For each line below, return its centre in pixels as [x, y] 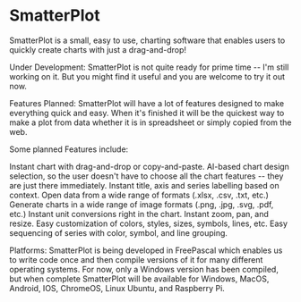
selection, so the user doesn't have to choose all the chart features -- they [146, 176]
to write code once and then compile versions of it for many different [136, 259]
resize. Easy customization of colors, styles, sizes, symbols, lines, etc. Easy [149, 223]
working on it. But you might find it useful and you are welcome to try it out [147, 76]
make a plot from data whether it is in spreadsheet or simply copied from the [150, 122]
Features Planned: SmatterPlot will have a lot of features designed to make [147, 103]
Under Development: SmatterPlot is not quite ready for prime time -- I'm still [149, 67]
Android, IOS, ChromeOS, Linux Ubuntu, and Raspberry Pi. [117, 288]
